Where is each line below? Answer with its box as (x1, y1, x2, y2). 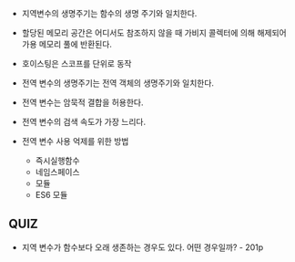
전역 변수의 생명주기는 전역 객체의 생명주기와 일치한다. (21, 78, 215, 89)
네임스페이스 (35, 167, 80, 177)
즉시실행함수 (35, 155, 80, 166)
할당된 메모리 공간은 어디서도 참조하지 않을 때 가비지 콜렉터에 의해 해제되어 (21, 27, 288, 38)
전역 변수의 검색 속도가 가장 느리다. (21, 117, 147, 127)
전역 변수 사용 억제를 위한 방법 (21, 136, 129, 146)
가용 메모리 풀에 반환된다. (21, 39, 113, 49)
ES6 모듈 (35, 190, 68, 200)
